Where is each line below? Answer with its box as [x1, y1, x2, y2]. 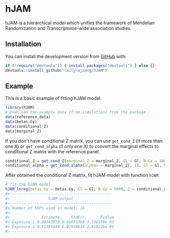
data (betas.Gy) [5, 119, 37, 124]
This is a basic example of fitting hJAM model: [5, 95, 102, 101]
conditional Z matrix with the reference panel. [5, 148, 100, 154]
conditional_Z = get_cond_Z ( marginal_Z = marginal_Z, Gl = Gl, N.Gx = [5, 158, 157, 164]
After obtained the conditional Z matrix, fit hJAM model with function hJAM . [5, 172, 160, 178]
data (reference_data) [5, 114, 51, 120]
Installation [5, 40, 41, 49]
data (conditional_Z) [5, 124, 49, 129]
